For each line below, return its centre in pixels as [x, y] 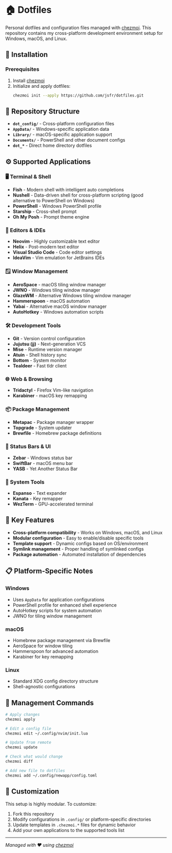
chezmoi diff [19, 762]
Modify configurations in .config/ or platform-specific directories [82, 819]
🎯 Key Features [30, 520]
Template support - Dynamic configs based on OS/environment [80, 543]
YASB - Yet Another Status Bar [45, 469]
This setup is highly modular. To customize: [51, 804]
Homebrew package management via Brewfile [61, 640]
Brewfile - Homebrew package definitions [57, 433]
